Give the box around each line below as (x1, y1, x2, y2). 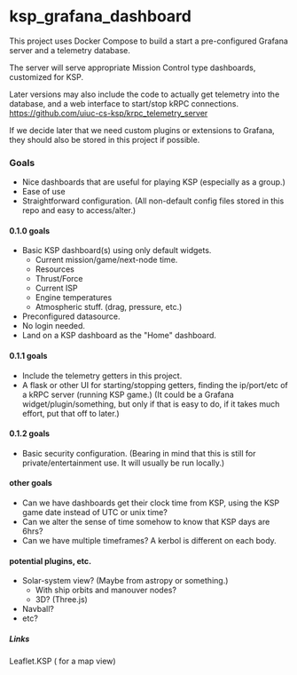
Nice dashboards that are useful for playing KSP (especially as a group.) (21, 177, 286, 187)
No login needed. (21, 321, 86, 331)
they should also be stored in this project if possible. (9, 134, 200, 145)
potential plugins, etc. (9, 555, 91, 566)
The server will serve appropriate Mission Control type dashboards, (9, 62, 256, 73)
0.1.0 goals (9, 225, 51, 236)
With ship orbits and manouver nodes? (35, 584, 177, 596)
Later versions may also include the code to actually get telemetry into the (9, 89, 280, 99)
